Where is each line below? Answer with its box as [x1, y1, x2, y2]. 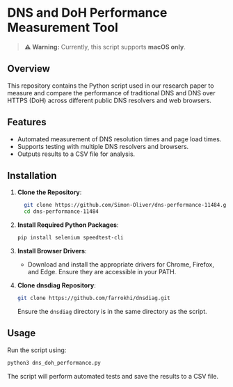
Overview [7, 63, 51, 74]
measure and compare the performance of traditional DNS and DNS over [7, 88, 216, 97]
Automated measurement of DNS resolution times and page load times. [17, 134, 222, 143]
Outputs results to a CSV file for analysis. [17, 150, 136, 158]
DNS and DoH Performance [7, 5, 168, 21]
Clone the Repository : [17, 188, 82, 196]
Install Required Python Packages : [17, 221, 119, 229]
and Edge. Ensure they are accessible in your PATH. [27, 268, 177, 276]
